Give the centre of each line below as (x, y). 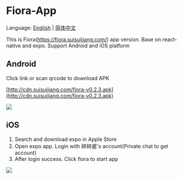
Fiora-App (31, 11)
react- (170, 39)
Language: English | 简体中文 (41, 27)
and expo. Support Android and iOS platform (76, 46)
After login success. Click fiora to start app (66, 159)
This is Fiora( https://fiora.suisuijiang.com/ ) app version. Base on (84, 39)
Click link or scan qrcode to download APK (58, 78)
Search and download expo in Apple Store (65, 139)
